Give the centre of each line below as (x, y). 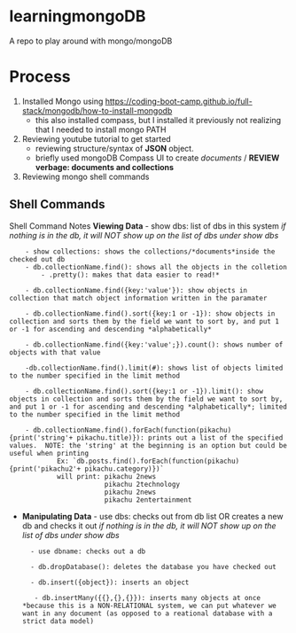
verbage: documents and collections (105, 167)
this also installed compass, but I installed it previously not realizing (158, 120)
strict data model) (58, 621)
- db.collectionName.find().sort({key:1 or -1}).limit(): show (144, 391)
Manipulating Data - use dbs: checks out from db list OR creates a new (152, 516)
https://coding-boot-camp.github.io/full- (179, 101)
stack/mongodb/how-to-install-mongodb (97, 110)
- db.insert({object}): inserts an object (110, 582)
